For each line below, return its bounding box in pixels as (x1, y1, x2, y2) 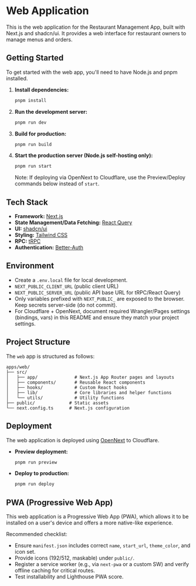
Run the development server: (14, 108, 88, 115)
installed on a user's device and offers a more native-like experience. (6, 519, 173, 526)
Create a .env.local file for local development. (14, 276, 128, 283)
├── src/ (6, 369, 28, 375)
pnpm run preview (14, 459, 58, 465)
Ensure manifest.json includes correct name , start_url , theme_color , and (14, 542, 191, 549)
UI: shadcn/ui (14, 225, 48, 232)
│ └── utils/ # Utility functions (6, 395, 125, 401)
